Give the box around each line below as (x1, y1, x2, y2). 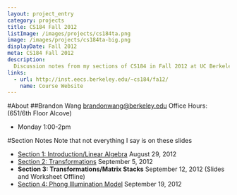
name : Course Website (20, 82, 83, 89)
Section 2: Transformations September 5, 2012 (17, 158, 153, 166)
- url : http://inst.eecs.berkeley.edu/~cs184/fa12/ (13, 75, 169, 83)
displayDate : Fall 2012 (7, 43, 78, 50)
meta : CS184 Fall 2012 (7, 50, 74, 57)
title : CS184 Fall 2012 (7, 23, 78, 30)
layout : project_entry (7, 10, 74, 18)
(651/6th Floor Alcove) (7, 109, 72, 118)
